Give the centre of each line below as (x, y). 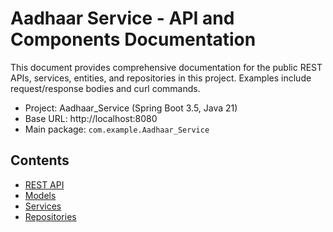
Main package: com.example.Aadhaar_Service (117, 129)
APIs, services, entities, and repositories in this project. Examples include (161, 78)
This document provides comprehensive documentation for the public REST (166, 67)
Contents (40, 160)
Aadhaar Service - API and (122, 18)
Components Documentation (133, 39)
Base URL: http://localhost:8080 (91, 118)
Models (40, 195)
